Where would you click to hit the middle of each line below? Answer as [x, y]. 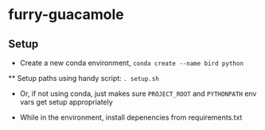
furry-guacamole [66, 15]
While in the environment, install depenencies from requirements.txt [131, 117]
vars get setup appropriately [66, 102]
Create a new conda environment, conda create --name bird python [132, 63]
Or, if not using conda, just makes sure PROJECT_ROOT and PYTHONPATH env [138, 94]
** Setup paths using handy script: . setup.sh [84, 78]
